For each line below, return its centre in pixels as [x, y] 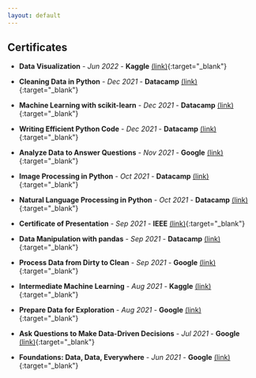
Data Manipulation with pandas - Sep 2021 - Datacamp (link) [120, 239]
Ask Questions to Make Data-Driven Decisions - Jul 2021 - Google [129, 334]
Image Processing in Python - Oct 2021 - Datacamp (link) [114, 176]
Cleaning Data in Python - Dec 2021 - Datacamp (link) [108, 82]
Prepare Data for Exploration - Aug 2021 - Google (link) [110, 310]
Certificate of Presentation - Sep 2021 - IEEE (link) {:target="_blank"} [132, 224]
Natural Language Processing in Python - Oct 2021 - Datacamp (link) [133, 200]
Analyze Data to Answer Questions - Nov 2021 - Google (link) [121, 153]
